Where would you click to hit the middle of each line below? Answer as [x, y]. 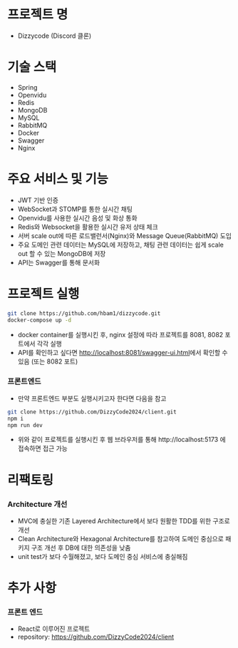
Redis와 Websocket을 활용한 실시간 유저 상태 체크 [88, 227]
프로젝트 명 [38, 15]
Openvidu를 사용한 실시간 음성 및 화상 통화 [77, 217]
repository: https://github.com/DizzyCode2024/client [96, 637]
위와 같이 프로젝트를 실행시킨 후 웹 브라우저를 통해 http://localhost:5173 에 [121, 440]
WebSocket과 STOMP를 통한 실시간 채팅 [75, 209]
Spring [27, 87]
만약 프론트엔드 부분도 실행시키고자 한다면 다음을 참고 [92, 398]
